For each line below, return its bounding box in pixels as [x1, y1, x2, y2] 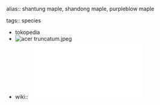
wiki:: [14, 93, 28, 100]
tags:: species [6, 17, 41, 24]
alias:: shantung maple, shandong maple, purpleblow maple [6, 5, 155, 12]
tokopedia [14, 29, 40, 36]
